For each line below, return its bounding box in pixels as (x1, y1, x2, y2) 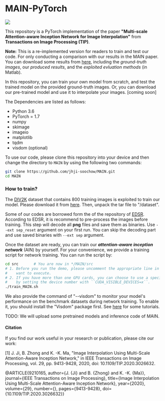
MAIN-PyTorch (5, 3, 67, 14)
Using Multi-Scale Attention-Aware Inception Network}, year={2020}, (5, 380, 146, 386)
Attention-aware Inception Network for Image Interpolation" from (5, 33, 141, 39)
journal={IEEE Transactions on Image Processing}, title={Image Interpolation (5, 375, 160, 381)
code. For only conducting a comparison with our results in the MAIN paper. (5, 54, 159, 59)
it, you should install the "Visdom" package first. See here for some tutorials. (5, 304, 160, 310)
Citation (5, 324, 22, 330)
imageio (12, 129, 28, 135)
